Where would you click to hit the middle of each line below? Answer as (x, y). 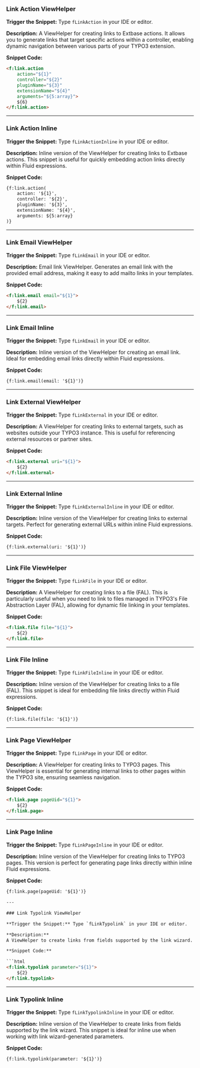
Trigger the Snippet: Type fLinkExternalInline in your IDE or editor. (90, 507)
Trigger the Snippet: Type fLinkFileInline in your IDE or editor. (85, 672)
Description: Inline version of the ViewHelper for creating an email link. (93, 352)
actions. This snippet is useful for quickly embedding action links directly (96, 159)
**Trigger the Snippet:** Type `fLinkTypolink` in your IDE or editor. (97, 924)
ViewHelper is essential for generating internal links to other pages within (96, 771)
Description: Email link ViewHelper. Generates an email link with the (90, 267)
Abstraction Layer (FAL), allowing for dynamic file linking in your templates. (98, 605)
